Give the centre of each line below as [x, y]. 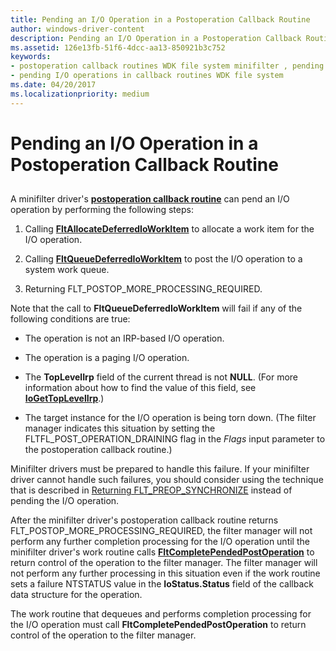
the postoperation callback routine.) [98, 450]
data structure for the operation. [76, 595]
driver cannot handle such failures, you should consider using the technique [167, 480]
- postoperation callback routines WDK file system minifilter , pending [167, 66]
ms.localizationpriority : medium [80, 94]
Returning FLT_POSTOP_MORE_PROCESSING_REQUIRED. [143, 289]
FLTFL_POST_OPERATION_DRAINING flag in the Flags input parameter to [175, 439]
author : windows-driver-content [77, 29]
